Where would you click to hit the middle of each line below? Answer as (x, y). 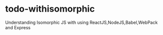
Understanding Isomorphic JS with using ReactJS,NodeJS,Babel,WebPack (81, 22)
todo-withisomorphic (50, 9)
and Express (18, 27)
